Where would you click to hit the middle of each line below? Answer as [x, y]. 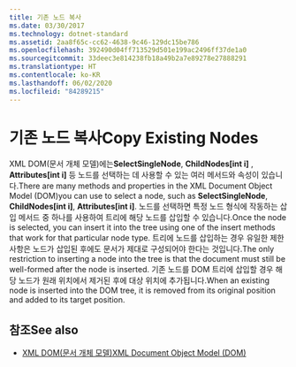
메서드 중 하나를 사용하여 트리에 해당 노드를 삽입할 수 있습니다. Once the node [152, 218]
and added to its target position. [67, 300]
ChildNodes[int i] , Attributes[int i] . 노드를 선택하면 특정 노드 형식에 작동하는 [144, 206]
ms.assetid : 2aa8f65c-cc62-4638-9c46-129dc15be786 [104, 42]
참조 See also [44, 329]
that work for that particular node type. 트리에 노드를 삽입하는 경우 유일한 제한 [147, 238]
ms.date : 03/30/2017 [47, 26]
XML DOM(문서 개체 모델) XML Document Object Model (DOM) [134, 353]
